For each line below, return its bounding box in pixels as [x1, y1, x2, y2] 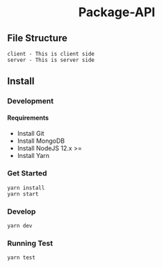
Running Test [7, 239, 54, 249]
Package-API [78, 4, 156, 20]
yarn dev [7, 223, 33, 230]
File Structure [7, 32, 67, 44]
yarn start [7, 190, 39, 198]
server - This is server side [7, 56, 95, 63]
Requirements [7, 113, 49, 122]
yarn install [7, 184, 45, 191]
